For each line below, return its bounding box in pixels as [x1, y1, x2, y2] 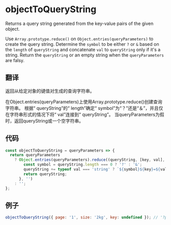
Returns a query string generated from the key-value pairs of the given [5, 20, 154, 26]
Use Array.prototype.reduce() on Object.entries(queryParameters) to [5, 36, 154, 42]
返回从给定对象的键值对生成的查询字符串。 [5, 88, 95, 94]
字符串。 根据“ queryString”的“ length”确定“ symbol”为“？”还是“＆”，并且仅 [5, 105, 163, 111]
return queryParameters [10, 153, 60, 158]
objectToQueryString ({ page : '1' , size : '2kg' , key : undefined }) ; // [5, 215, 158, 220]
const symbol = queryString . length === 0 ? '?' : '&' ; [23, 162, 142, 167]
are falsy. [5, 57, 24, 63]
